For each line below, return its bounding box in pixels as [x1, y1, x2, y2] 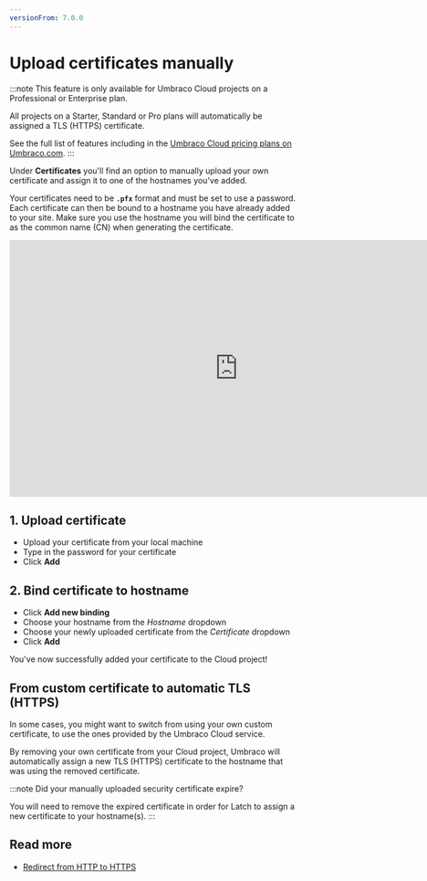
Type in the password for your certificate [22, 547, 177, 558]
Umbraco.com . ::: [9, 147, 75, 158]
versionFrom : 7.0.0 [9, 13, 84, 23]
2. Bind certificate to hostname [9, 582, 190, 598]
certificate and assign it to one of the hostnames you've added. [9, 174, 248, 185]
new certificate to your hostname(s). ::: [9, 811, 156, 822]
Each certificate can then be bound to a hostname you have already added [9, 202, 290, 213]
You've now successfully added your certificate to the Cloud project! [9, 654, 268, 665]
